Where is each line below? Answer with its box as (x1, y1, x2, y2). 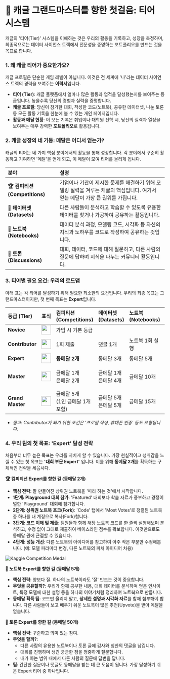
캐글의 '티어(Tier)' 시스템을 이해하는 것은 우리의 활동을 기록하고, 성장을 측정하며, (5, 35, 164, 41)
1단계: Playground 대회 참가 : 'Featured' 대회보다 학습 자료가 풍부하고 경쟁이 (12, 494, 164, 500)
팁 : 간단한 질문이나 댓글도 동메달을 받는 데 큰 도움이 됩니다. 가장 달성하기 (12, 662, 156, 668)
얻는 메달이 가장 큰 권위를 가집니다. (59, 194, 138, 201)
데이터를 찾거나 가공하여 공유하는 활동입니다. (59, 211, 160, 218)
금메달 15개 (129, 398, 156, 405)
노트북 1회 (129, 337, 153, 344)
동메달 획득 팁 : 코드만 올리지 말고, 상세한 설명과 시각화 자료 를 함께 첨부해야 (12, 596, 159, 602)
